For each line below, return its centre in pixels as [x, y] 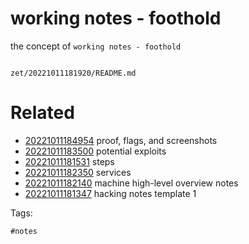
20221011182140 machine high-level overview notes [131, 183]
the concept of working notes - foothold [96, 46]
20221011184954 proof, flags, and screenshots [121, 140]
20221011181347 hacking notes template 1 [110, 193]
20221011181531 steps [69, 161]
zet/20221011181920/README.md [73, 73]
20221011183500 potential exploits [95, 151]
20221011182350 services [78, 172]
